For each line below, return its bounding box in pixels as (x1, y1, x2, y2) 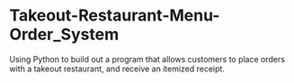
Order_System (9, 24, 120, 45)
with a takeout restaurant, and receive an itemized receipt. (9, 63, 225, 74)
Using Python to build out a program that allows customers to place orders (9, 54, 286, 64)
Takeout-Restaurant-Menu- (9, 5, 220, 26)
